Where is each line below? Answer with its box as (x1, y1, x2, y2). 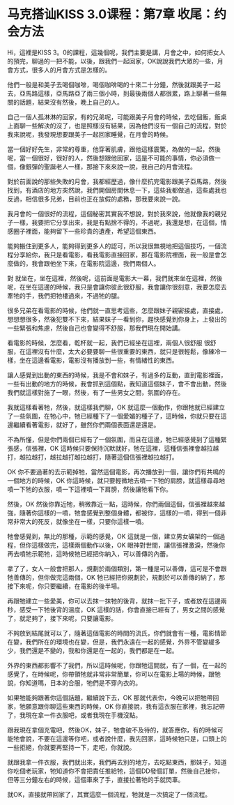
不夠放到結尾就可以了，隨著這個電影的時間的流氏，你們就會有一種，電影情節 (7, 629, 227, 637)
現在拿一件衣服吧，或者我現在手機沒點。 (25, 711, 141, 719)
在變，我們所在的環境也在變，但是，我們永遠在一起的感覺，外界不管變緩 (7, 638, 214, 646)
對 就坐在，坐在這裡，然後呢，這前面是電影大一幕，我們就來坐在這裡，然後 (7, 273, 223, 283)
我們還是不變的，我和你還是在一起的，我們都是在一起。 (19, 646, 178, 654)
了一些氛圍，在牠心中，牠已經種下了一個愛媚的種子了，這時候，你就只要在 (7, 412, 221, 420)
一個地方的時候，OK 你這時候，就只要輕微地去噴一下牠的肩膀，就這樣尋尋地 (7, 476, 226, 485)
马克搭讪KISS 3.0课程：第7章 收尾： (7, 6, 214, 22)
